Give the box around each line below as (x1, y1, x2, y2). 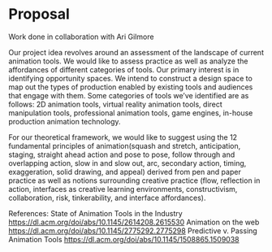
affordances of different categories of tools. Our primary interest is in (8, 64, 240, 74)
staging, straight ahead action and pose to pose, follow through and (8, 150, 235, 159)
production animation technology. (8, 116, 121, 126)
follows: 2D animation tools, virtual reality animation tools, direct (8, 99, 223, 109)
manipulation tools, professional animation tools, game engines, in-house (8, 107, 253, 118)
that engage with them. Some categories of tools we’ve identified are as (8, 90, 249, 100)
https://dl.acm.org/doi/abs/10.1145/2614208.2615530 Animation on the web (8, 217, 260, 227)
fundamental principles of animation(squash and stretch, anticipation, (8, 141, 241, 150)
